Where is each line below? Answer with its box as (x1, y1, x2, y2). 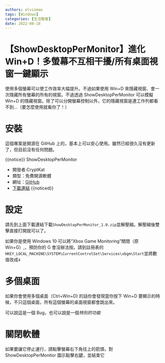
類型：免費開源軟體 (12, 173, 52, 179)
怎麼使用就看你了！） (26, 104, 70, 110)
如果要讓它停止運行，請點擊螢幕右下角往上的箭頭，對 (5, 346, 113, 352)
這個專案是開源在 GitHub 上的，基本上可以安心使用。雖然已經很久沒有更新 (5, 141, 156, 146)
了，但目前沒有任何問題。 (5, 146, 57, 153)
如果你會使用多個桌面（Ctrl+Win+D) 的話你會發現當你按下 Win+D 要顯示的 (5, 293, 156, 299)
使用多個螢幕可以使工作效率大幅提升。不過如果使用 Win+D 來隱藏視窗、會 (5, 86, 155, 92)
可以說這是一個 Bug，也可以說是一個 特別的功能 (5, 310, 101, 316)
